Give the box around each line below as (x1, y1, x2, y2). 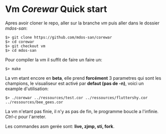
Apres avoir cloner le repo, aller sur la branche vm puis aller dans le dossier (5, 20, 160, 26)
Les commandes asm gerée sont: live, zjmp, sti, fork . (5, 123, 115, 129)
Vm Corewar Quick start (5, 3, 107, 15)
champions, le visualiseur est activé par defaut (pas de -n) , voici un (5, 80, 144, 86)
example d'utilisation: (5, 86, 49, 92)
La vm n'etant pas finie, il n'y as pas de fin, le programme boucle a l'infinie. (5, 108, 159, 114)
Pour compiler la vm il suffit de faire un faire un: (5, 56, 102, 63)
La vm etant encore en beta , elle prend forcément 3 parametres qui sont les (5, 75, 162, 81)
